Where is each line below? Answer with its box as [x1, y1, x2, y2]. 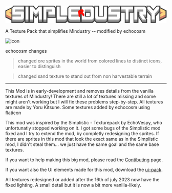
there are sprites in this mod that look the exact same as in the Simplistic [5, 136, 158, 142]
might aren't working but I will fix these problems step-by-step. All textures [5, 98, 163, 105]
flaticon [5, 110, 21, 116]
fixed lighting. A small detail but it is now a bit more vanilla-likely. [5, 182, 142, 188]
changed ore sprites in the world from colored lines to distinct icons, [17, 57, 162, 64]
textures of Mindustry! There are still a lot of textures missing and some [5, 93, 156, 99]
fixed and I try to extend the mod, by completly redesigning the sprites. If [5, 130, 159, 136]
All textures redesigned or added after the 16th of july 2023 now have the [5, 176, 160, 182]
